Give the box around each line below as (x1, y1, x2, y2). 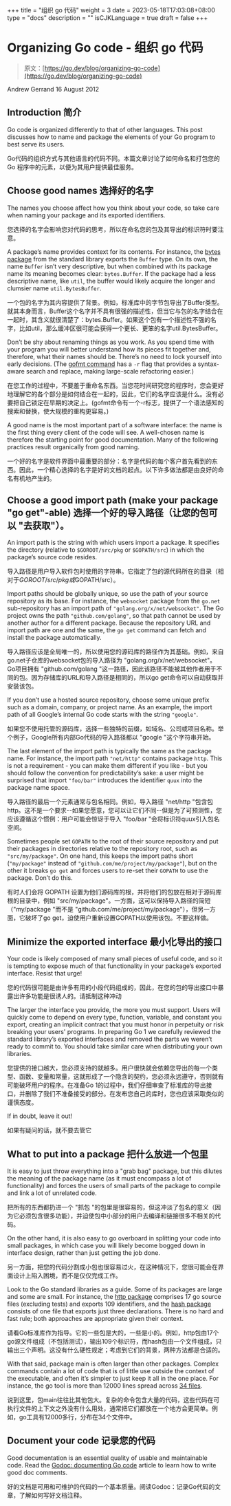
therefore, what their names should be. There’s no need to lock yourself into (7, 352, 222, 361)
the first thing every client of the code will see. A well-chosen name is (7, 428, 205, 436)
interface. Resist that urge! (7, 969, 82, 978)
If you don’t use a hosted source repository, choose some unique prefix (7, 696, 210, 704)
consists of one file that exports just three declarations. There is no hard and (7, 1307, 224, 1315)
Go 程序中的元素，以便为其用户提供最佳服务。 (7, 162, 137, 171)
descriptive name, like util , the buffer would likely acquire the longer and (7, 277, 215, 285)
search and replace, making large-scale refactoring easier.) (26, 367, 195, 375)
